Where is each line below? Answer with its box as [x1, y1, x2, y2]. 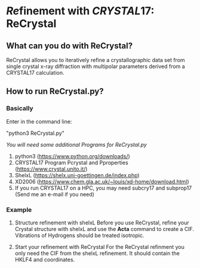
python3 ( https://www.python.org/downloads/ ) [14, 152, 130, 159]
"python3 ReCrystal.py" [6, 130, 64, 137]
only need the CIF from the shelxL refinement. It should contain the [14, 249, 180, 257]
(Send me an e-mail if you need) [14, 190, 94, 198]
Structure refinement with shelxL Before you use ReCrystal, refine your [14, 219, 189, 226]
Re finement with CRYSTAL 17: [6, 4, 155, 18]
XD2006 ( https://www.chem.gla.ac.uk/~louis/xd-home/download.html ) [14, 178, 189, 185]
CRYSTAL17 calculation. [6, 69, 64, 76]
